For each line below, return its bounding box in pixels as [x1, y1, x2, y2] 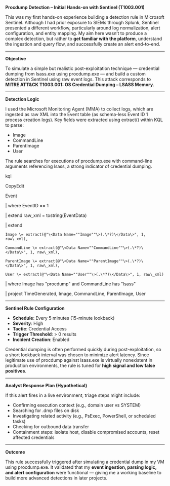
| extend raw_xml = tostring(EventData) [5, 212, 87, 218]
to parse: [5, 122, 24, 128]
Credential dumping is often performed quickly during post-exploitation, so [5, 347, 161, 352]
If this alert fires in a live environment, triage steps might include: [5, 392, 141, 398]
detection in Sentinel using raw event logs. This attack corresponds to [5, 76, 151, 82]
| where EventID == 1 [5, 203, 49, 208]
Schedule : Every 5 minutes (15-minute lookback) [12, 315, 115, 321]
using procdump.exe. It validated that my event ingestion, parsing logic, [5, 464, 157, 470]
